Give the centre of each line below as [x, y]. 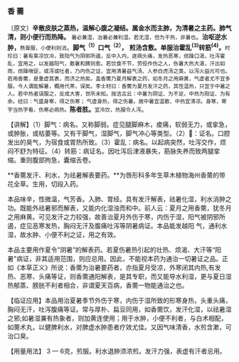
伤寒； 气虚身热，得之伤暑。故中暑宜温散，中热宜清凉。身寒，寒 [148, 101]
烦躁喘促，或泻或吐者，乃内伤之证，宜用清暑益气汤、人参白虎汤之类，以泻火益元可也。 [124, 71]
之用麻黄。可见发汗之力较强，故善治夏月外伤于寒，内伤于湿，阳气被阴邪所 [116, 217]
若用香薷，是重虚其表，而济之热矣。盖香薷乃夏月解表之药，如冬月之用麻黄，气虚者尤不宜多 [119, 79]
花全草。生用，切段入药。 [45, 183]
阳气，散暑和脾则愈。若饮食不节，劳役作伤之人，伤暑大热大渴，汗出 [137, 63]
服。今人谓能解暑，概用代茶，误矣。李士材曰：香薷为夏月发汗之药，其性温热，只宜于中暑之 [119, 86]
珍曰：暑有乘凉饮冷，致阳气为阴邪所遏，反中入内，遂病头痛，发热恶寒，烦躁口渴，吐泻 [114, 56]
